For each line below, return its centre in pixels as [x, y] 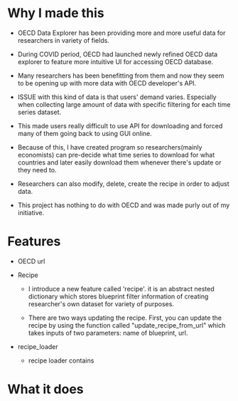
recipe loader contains [61, 360]
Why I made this [56, 13]
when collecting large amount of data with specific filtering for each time [124, 104]
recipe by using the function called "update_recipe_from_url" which [127, 325]
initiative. [31, 212]
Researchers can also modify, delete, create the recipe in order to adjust [123, 184]
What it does [45, 389]
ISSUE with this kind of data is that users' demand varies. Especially [117, 97]
